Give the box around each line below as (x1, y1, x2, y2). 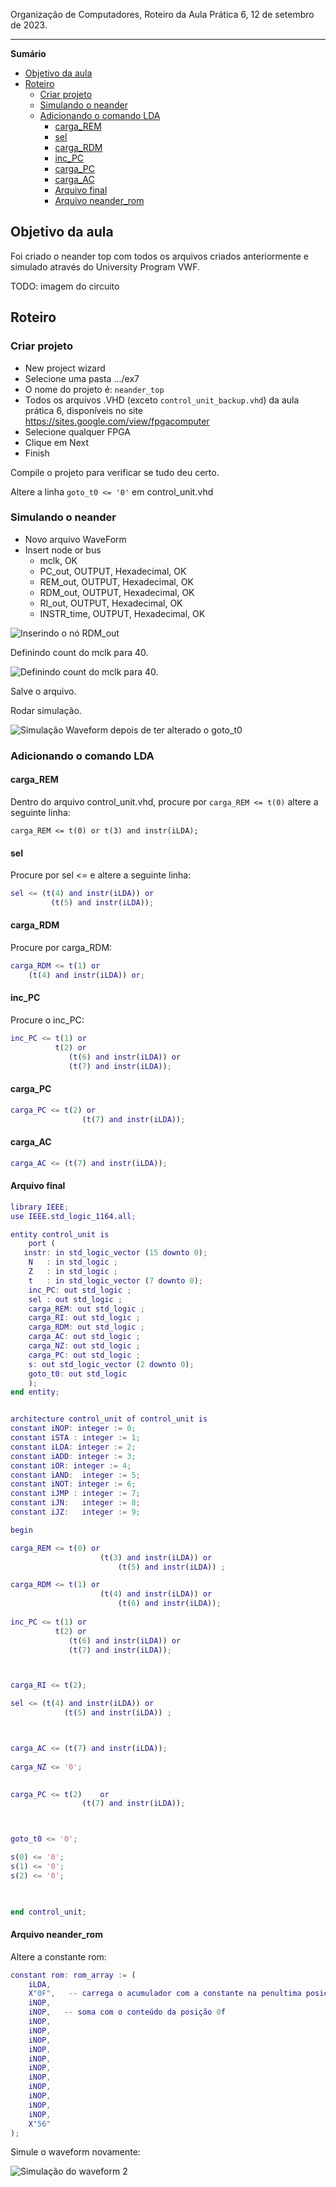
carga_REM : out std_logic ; (28, 1304, 145, 1314)
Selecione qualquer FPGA (24, 425, 131, 438)
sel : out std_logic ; (28, 1294, 123, 1304)
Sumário (10, 48, 47, 59)
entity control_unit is (10, 1229, 110, 1239)
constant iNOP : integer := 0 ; (10, 1424, 137, 1434)
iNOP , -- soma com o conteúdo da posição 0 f (28, 2007, 226, 2018)
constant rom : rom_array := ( (10, 1970, 137, 1980)
